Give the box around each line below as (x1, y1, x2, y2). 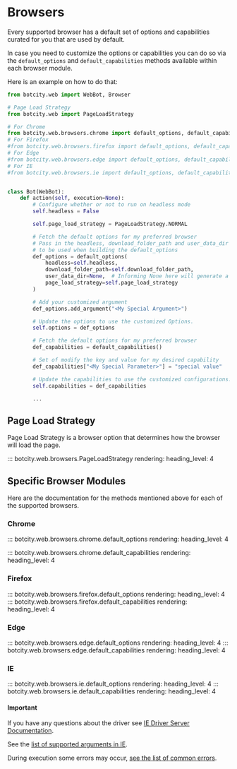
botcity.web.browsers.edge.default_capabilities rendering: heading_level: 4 (7, 645, 226, 654)
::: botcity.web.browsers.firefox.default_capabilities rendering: (7, 597, 188, 606)
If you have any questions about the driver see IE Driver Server (7, 719, 190, 727)
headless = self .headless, (44, 259, 119, 267)
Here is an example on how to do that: (7, 77, 118, 85)
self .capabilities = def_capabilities (32, 382, 147, 389)
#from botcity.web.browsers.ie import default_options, (7, 169, 175, 177)
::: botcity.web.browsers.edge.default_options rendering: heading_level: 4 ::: (7, 638, 229, 647)
